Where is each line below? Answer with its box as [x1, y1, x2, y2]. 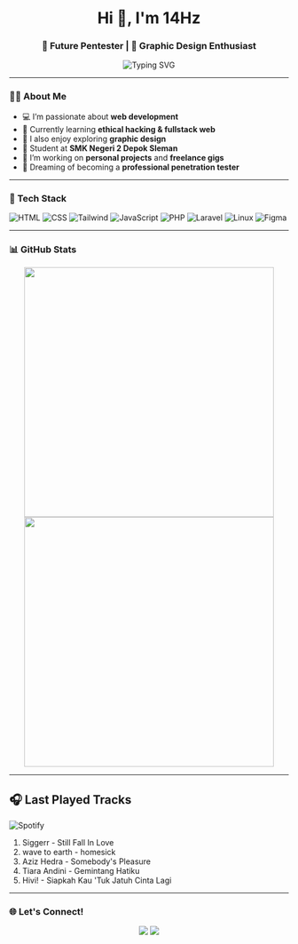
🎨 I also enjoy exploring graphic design [21, 133, 167, 144]
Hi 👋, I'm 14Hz [97, 8, 201, 28]
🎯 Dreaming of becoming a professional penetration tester [21, 162, 239, 172]
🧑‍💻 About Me [9, 91, 67, 103]
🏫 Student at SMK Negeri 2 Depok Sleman [21, 142, 178, 154]
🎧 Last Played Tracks [9, 792, 132, 807]
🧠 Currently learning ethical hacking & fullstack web [21, 123, 216, 134]
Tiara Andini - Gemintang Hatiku [21, 866, 140, 877]
